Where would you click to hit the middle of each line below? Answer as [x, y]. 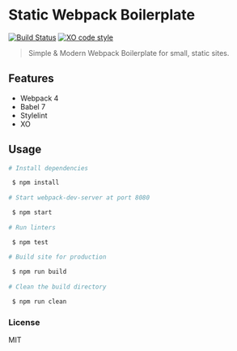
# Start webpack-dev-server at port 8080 [79, 198]
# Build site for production [57, 257]
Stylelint [34, 115]
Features [31, 79]
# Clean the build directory [57, 287]
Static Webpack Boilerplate [102, 15]
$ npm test [30, 242]
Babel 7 [33, 106]
